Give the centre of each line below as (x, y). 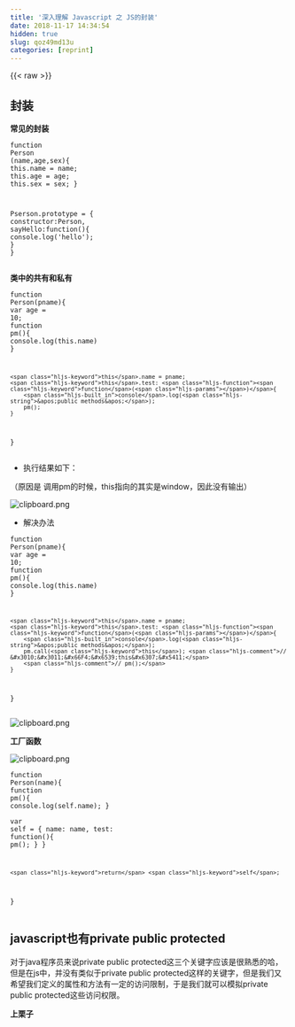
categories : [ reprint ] (52, 50)
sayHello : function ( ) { (50, 229)
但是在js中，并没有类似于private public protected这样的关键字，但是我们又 (146, 973)
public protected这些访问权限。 (67, 995)
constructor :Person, (48, 221)
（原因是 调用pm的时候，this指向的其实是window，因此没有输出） (131, 486)
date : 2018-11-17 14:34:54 (60, 26)
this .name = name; (44, 168)
